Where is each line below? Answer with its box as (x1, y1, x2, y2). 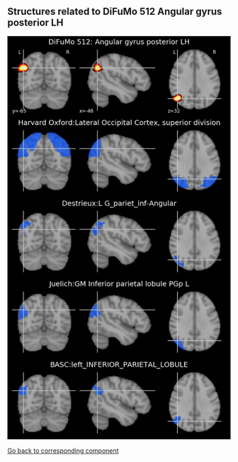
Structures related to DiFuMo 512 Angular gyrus (7, 6, 222, 18)
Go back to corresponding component (7, 446, 119, 455)
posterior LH (7, 17, 64, 29)
